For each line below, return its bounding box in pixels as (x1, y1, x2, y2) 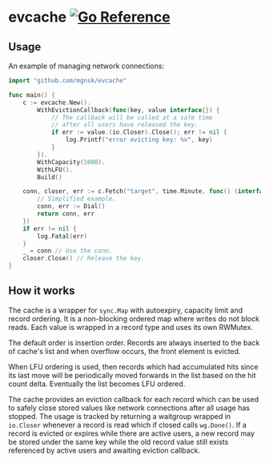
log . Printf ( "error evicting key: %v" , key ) (65, 136, 214, 144)
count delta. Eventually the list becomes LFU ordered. (8, 379, 186, 389)
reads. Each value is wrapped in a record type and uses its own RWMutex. (8, 322, 254, 332)
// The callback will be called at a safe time (50, 113, 214, 122)
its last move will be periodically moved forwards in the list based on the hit (8, 370, 256, 380)
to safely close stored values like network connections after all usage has (8, 403, 251, 413)
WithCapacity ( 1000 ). (37, 158, 106, 166)
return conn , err (37, 210, 94, 218)
